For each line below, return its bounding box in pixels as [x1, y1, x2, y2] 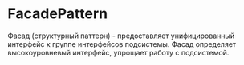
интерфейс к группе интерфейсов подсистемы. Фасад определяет [7, 39, 237, 48]
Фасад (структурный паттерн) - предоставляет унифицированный [7, 31, 235, 40]
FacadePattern [7, 5, 108, 23]
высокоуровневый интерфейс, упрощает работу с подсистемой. [7, 48, 230, 57]
